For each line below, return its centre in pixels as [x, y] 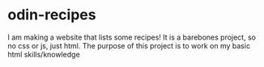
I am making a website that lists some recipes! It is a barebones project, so [132, 37]
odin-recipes [52, 15]
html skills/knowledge [44, 54]
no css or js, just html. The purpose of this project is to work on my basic [129, 45]
